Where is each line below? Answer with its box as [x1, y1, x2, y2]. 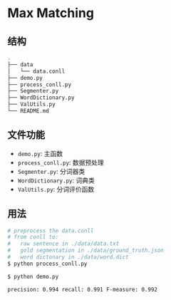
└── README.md [7, 108, 50, 115]
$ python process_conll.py [7, 260, 88, 267]
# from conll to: [7, 234, 59, 241]
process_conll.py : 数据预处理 [17, 158, 105, 167]
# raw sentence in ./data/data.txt [7, 240, 120, 247]
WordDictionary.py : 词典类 [17, 176, 95, 185]
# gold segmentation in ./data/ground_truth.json [7, 247, 164, 254]
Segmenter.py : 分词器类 [17, 167, 85, 175]
